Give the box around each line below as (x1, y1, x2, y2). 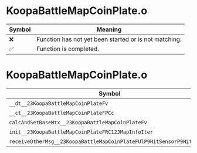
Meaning (96, 25, 122, 33)
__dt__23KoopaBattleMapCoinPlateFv (9, 100, 108, 107)
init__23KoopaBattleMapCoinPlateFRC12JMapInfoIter (9, 128, 154, 135)
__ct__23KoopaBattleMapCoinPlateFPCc (9, 110, 114, 116)
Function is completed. (36, 45, 100, 53)
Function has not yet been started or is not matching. (36, 35, 182, 43)
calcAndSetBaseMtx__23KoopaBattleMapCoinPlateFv (9, 119, 148, 125)
